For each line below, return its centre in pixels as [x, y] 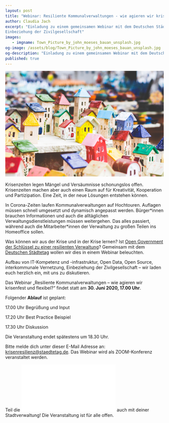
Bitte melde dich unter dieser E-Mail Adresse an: [55, 347]
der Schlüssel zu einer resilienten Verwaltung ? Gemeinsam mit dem [75, 247]
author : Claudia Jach [28, 21]
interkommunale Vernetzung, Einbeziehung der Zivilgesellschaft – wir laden [83, 268]
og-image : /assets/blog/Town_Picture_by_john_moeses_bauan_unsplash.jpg [83, 48]
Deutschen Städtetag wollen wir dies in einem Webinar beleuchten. [75, 253]
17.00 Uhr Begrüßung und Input [37, 308]
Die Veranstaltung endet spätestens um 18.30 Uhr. [57, 337]
